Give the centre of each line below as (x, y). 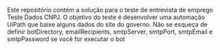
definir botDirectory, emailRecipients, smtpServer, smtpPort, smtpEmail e (110, 32)
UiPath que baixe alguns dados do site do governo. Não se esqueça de (107, 24)
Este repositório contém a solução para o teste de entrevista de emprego (110, 10)
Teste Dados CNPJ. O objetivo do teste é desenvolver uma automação (106, 17)
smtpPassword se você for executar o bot (66, 39)
